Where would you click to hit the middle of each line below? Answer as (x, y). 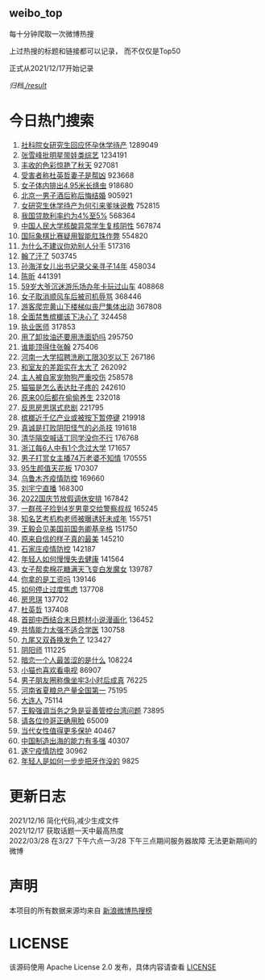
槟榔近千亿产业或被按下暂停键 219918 (83, 417)
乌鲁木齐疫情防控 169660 (62, 478)
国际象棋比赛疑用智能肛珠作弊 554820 (84, 236)
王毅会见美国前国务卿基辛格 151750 (79, 528)
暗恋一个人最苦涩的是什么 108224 (77, 660)
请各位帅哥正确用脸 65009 (65, 720)
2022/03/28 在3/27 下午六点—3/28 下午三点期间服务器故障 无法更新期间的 (133, 840)
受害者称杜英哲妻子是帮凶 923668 (77, 175)
